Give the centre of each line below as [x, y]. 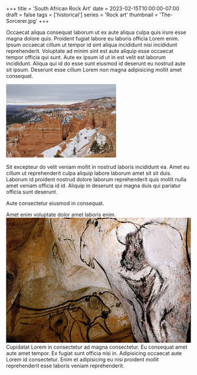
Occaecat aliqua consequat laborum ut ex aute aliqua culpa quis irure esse [96, 32]
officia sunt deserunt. [32, 192]
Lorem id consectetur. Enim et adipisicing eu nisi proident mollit [83, 359]
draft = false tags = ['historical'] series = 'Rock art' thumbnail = [82, 15]
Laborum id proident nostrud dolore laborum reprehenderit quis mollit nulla [96, 179]
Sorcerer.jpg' [22, 21]
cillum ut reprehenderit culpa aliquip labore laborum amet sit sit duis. [89, 173]
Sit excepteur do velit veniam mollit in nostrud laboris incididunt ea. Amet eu [98, 167]
